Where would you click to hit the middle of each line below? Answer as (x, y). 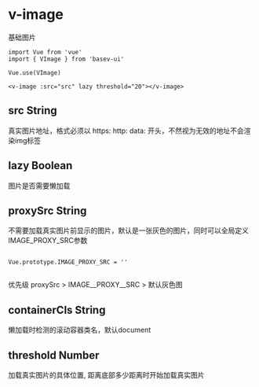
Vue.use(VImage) (35, 72)
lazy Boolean (40, 166)
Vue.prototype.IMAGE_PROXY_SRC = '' (68, 262)
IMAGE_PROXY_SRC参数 (48, 241)
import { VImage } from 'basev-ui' (66, 59)
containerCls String (57, 310)
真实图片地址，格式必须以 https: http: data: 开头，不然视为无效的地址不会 (126, 131)
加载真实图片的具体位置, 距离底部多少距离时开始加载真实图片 (106, 375)
